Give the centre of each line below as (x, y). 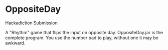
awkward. (15, 43)
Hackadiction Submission (31, 23)
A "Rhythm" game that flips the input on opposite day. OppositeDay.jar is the (84, 32)
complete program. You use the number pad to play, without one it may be (82, 38)
